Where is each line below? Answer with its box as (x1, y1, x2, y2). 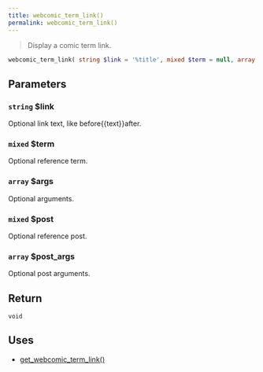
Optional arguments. (8, 193, 75, 203)
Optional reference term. (8, 157, 88, 166)
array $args (8, 176, 54, 187)
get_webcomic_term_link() (19, 355, 106, 364)
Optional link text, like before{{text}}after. (8, 119, 142, 128)
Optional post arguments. (8, 269, 91, 278)
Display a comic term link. (27, 40, 112, 50)
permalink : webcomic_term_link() (8, 19, 118, 27)
